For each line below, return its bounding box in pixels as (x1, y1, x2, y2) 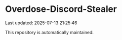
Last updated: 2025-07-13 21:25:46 (5, 20, 78, 26)
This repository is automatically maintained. (5, 29, 94, 35)
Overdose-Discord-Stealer (5, 3, 117, 15)
